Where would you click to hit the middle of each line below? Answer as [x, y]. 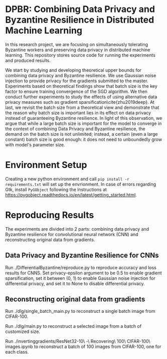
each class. [17, 352]
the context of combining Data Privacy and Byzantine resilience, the [75, 128]
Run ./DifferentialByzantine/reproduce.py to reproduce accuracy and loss [81, 267]
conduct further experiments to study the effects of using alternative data [81, 97]
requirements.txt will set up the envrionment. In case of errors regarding [81, 184]
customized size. [23, 331]
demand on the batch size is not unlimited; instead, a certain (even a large [81, 134]
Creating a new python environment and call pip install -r [67, 178]
